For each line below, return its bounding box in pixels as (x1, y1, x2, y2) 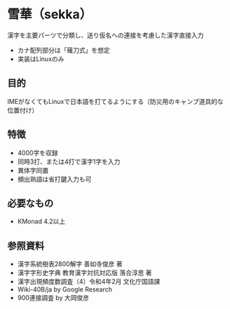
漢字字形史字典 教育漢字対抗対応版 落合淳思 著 (17, 268, 152, 277)
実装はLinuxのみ (17, 54, 65, 63)
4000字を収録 (17, 148, 58, 157)
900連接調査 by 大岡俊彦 (17, 294, 90, 302)
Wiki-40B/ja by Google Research (17, 285, 113, 294)
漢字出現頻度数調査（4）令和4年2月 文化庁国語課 (17, 277, 161, 286)
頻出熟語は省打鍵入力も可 (17, 175, 92, 183)
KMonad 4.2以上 (17, 217, 66, 225)
